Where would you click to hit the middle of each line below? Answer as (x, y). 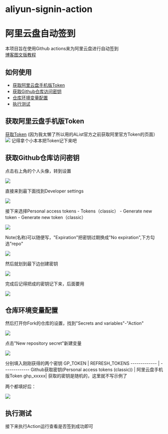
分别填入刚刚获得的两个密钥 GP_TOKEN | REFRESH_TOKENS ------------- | (82, 363)
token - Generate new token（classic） (46, 217)
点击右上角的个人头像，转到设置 (38, 171)
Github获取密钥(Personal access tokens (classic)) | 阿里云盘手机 (97, 370)
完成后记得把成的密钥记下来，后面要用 (45, 284)
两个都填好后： (21, 386)
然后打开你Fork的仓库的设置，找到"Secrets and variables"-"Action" (74, 323)
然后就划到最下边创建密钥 (32, 264)
